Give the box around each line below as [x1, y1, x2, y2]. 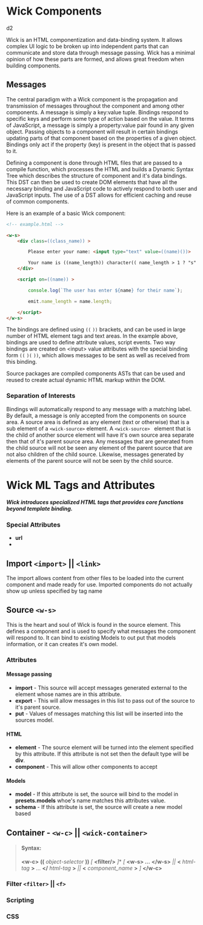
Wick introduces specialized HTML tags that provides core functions [6, 499, 184, 506]
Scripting [6, 896, 35, 904]
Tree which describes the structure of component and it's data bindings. [6, 172, 187, 179]
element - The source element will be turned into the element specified [15, 744, 194, 751]
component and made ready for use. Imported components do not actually [6, 581, 193, 589]
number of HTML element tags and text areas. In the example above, [6, 332, 178, 340]
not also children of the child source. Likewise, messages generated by [6, 451, 184, 458]
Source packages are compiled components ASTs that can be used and [6, 370, 185, 377]
